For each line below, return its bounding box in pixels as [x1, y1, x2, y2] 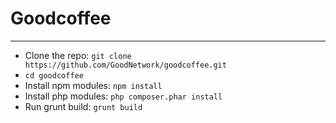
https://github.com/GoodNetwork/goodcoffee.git [24, 60, 227, 70]
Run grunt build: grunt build [24, 100, 143, 112]
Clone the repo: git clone [24, 49, 132, 61]
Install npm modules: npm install [24, 79, 163, 91]
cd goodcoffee [24, 70, 84, 81]
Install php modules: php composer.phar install [24, 90, 223, 102]
